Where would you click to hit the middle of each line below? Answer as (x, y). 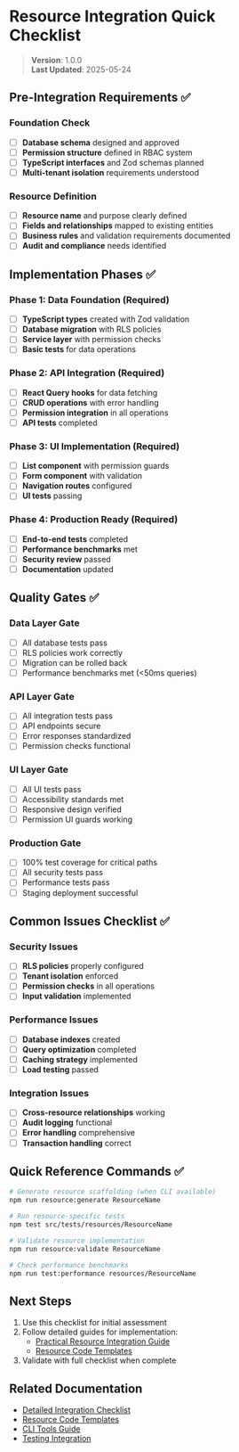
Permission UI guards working (77, 819)
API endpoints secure (61, 726)
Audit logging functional (67, 1123)
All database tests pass (65, 643)
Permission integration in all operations (95, 413)
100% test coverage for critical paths (90, 863)
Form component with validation (82, 476)
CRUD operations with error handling (90, 402)
